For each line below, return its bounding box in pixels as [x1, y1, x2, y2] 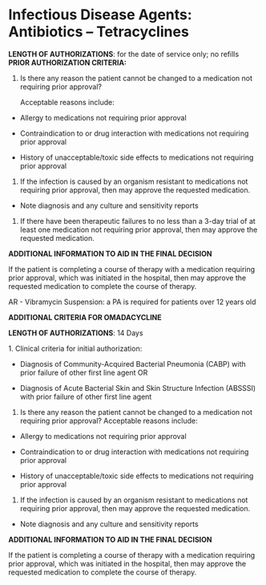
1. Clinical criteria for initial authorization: [8, 343, 143, 353]
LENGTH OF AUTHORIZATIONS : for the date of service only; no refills [8, 49, 240, 59]
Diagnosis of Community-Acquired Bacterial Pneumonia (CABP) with [19, 359, 246, 368]
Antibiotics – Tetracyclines [8, 22, 190, 41]
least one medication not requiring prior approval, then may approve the [19, 225, 258, 234]
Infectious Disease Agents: [8, 6, 192, 24]
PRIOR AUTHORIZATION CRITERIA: [8, 58, 127, 67]
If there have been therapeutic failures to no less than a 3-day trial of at [19, 216, 256, 225]
